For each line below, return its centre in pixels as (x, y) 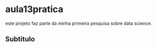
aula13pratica (34, 9)
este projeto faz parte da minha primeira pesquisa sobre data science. (79, 23)
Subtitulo (20, 39)
